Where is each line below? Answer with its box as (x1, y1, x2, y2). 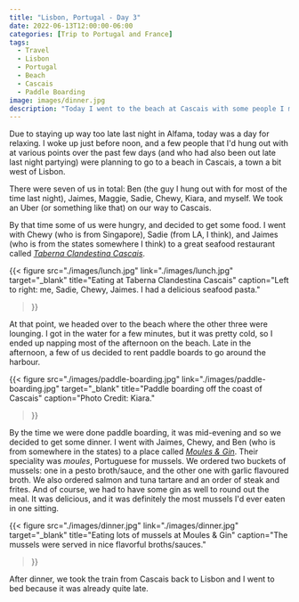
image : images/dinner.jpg (9, 95, 105, 105)
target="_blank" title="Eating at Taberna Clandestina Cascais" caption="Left (9, 275, 289, 286)
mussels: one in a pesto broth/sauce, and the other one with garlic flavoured (9, 465, 289, 476)
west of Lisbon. (9, 167, 66, 177)
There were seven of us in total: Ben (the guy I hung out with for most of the (9, 183, 287, 194)
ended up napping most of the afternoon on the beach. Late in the (9, 338, 252, 348)
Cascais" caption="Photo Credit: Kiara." (9, 393, 156, 403)
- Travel (17, 46, 50, 55)
